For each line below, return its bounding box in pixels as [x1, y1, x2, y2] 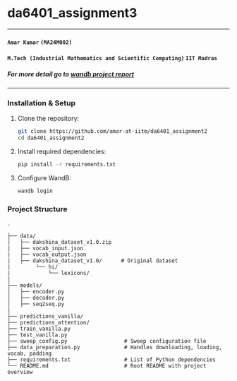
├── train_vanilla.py [7, 325, 71, 333]
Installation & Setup [7, 98, 76, 108]
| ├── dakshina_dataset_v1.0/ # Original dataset [7, 257, 178, 264]
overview [7, 369, 33, 376]
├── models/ [7, 282, 42, 289]
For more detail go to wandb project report [7, 69, 135, 78]
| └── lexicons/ [7, 270, 90, 277]
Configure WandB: [17, 174, 72, 182]
